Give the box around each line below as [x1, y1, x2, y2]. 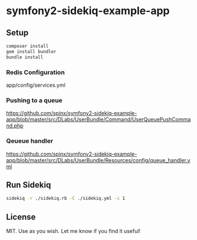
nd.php [6, 122, 24, 129]
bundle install [6, 54, 44, 60]
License [6, 212, 36, 222]
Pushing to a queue [6, 96, 63, 104]
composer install [6, 43, 49, 49]
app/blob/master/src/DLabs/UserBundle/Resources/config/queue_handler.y [6, 156, 191, 163]
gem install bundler [6, 48, 57, 54]
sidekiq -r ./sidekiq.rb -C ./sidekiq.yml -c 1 [6, 196, 126, 202]
